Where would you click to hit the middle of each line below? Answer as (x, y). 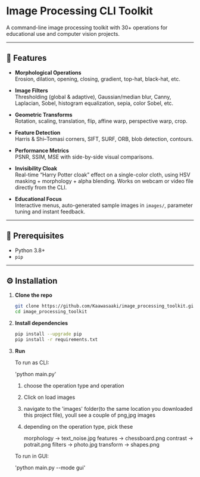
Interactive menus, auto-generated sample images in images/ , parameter (104, 205)
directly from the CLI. (41, 187)
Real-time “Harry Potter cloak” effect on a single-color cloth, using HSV (102, 175)
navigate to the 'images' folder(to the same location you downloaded (108, 408)
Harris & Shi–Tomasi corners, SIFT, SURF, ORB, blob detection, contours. (104, 139)
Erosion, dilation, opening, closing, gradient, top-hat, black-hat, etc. (97, 79)
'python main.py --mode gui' (50, 467)
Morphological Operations (48, 72)
